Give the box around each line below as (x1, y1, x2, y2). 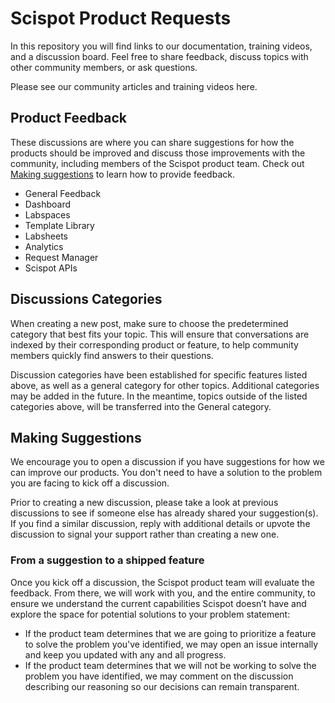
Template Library (24, 219, 95, 231)
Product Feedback (10, 110, 128, 127)
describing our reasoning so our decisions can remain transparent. (24, 680, 300, 692)
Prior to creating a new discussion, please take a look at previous (10, 497, 279, 509)
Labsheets (24, 230, 68, 242)
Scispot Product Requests (10, 7, 232, 30)
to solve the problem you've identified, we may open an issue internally (24, 638, 319, 650)
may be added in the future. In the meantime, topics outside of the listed (10, 390, 308, 402)
